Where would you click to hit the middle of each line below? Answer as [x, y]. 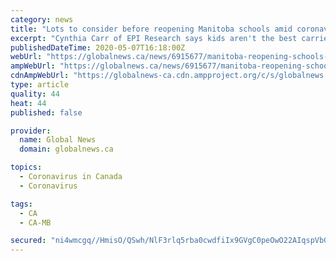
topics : [26, 167]
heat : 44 [28, 103]
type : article [40, 85]
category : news [42, 19]
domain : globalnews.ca [66, 149]
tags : [21, 204]
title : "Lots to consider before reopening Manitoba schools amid [151, 29]
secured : [28, 241]
